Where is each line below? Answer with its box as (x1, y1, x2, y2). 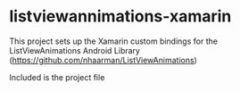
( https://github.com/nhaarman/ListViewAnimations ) (9, 54, 198, 65)
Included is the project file (9, 71, 105, 82)
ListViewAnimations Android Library (9, 45, 141, 55)
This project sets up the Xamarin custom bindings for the (9, 36, 219, 46)
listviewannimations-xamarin (9, 6, 232, 27)
